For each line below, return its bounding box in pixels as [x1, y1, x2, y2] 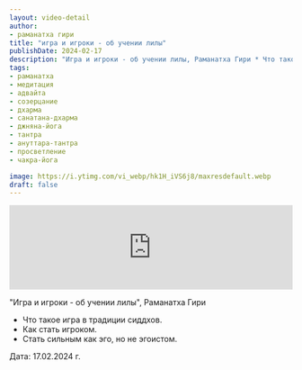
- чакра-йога [9, 155, 58, 165]
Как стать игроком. [22, 324, 97, 335]
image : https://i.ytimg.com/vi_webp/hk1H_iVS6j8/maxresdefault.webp [9, 172, 271, 181]
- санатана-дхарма [9, 113, 78, 122]
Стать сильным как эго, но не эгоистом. [22, 334, 178, 345]
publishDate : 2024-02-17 [9, 47, 102, 56]
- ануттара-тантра [9, 139, 78, 148]
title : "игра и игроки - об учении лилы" [9, 38, 167, 48]
